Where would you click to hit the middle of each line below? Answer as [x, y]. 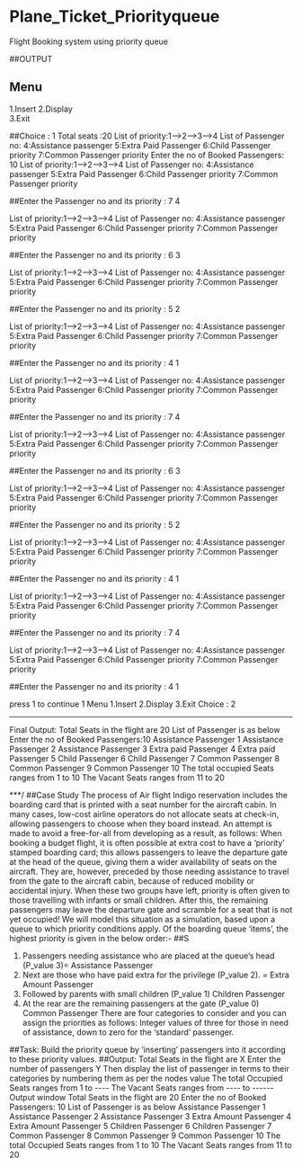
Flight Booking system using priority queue [89, 41]
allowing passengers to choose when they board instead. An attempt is [141, 824]
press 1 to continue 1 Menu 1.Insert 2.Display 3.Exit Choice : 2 [123, 704]
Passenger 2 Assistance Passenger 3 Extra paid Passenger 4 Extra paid [142, 749]
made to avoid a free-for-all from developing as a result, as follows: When [146, 833]
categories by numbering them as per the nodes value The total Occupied [146, 1078]
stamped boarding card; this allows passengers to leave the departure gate [148, 852]
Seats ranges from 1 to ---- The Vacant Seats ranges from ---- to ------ [142, 1087]
